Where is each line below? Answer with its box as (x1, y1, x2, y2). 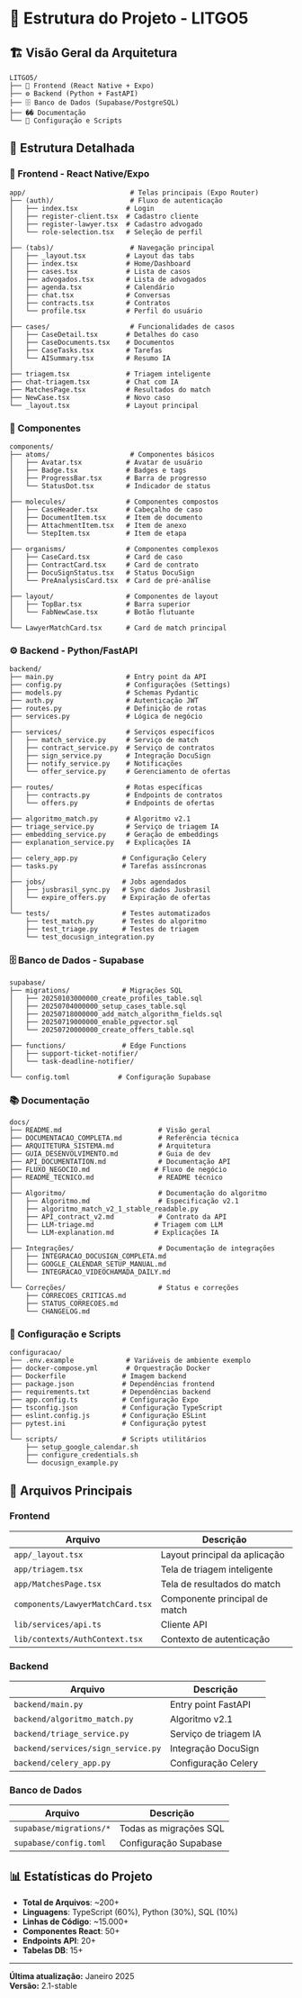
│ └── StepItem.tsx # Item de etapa (9, 529, 187, 538)
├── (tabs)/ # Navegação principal (9, 243, 216, 252)
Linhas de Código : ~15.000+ (22, 1916, 129, 1927)
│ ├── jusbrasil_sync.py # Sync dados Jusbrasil (9, 885, 211, 895)
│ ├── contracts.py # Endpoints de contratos (9, 791, 223, 800)
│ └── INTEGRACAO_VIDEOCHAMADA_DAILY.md (9, 1267, 171, 1276)
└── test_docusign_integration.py (25, 932, 155, 942)
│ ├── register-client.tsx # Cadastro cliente (9, 212, 200, 221)
